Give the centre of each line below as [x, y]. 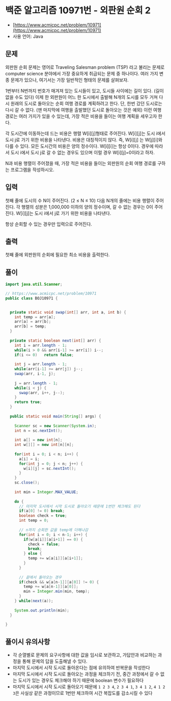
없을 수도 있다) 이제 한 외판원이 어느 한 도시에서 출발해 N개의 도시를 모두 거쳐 [81, 97]
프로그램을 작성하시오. [32, 170]
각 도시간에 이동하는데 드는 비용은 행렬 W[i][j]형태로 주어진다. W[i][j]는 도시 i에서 [85, 133]
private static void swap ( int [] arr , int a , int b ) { [68, 312]
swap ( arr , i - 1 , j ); [35, 374]
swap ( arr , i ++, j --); [42, 392]
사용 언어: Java [28, 36]
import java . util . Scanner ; [34, 285]
